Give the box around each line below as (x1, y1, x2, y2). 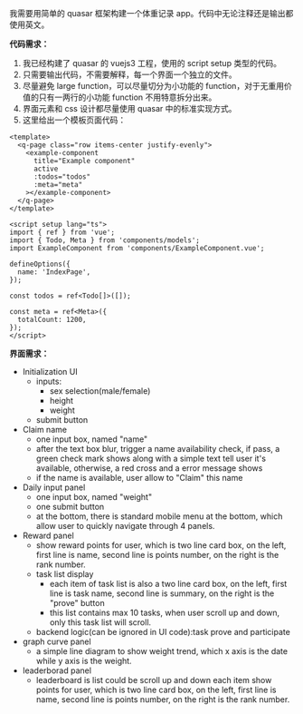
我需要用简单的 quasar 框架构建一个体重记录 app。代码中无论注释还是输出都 (9, 8, 294, 18)
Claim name (22, 425, 68, 435)
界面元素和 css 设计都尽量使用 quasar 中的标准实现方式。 (22, 103, 237, 113)
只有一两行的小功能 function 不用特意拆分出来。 (38, 92, 217, 103)
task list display (35, 569, 94, 579)
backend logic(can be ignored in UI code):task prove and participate (35, 627, 291, 637)
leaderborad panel (22, 665, 92, 676)
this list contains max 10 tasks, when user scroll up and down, (49, 607, 280, 618)
